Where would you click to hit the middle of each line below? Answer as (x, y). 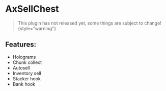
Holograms (24, 57)
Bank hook (24, 84)
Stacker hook (26, 78)
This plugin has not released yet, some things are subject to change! (89, 23)
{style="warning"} (37, 28)
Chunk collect (27, 62)
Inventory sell (27, 73)
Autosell (21, 67)
